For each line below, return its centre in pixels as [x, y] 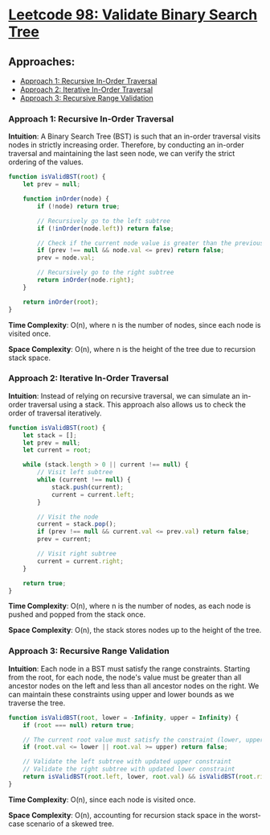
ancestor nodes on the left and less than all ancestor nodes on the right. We [134, 685]
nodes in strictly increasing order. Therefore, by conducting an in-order [126, 145]
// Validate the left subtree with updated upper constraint [127, 762]
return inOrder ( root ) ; [61, 302]
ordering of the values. [46, 162]
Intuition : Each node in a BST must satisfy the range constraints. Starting [129, 668]
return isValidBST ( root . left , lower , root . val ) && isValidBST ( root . [140, 777]
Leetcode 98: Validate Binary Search [133, 15]
